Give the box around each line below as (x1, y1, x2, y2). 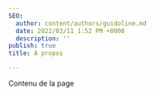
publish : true (8, 42, 57, 50)
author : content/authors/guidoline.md (15, 19, 148, 27)
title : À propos (8, 49, 63, 57)
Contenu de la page (8, 78, 75, 88)
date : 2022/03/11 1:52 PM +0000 (15, 27, 126, 35)
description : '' (15, 34, 71, 43)
